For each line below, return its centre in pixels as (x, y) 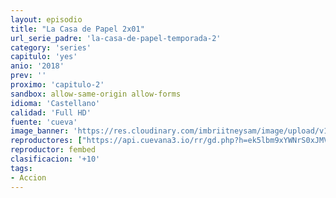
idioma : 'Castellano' (55, 103)
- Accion (28, 177)
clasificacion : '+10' (55, 159)
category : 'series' (51, 47)
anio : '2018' (37, 66)
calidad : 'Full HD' (51, 112)
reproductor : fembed (53, 150)
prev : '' (28, 76)
